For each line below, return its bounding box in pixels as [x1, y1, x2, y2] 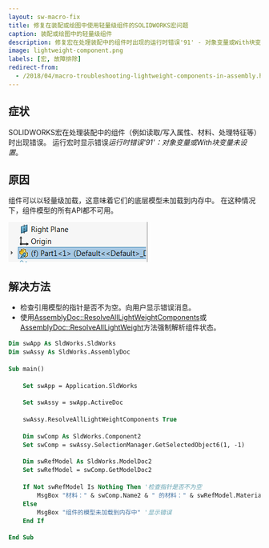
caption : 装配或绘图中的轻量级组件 [8, 30, 113, 38]
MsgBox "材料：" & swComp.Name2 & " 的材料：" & [37, 491, 194, 499]
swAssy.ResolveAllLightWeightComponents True [22, 416, 178, 424]
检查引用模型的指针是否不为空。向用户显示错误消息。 [19, 302, 196, 312]
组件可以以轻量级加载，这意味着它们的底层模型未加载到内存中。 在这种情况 [8, 196, 256, 206]
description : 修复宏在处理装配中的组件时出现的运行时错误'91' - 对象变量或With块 [8, 38, 255, 46]
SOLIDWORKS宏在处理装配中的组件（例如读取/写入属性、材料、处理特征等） [8, 127, 258, 137]
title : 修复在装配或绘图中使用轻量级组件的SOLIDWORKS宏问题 [8, 21, 189, 30]
